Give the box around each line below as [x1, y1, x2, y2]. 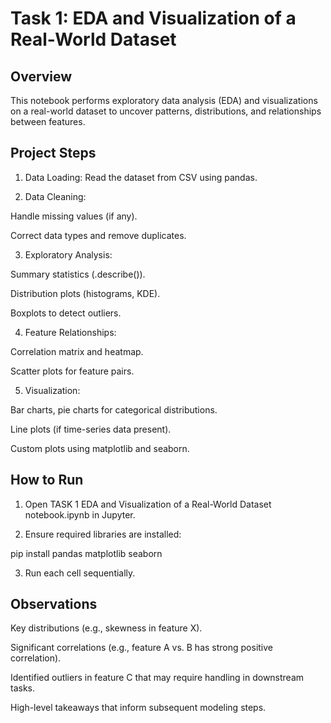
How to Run [10, 472, 84, 489]
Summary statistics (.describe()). [10, 268, 146, 280]
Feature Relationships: [24, 326, 117, 338]
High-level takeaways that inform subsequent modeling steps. [10, 702, 267, 714]
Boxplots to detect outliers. [10, 307, 122, 319]
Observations [10, 596, 98, 613]
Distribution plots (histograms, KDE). [10, 287, 161, 299]
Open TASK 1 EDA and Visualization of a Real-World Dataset [24, 498, 272, 510]
